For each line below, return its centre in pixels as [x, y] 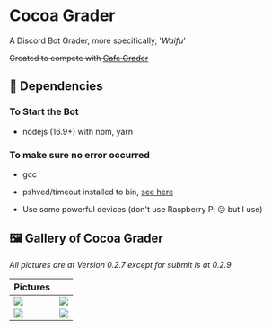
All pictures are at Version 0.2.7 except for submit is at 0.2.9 [120, 264]
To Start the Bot [44, 111]
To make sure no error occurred [79, 155]
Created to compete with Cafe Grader [79, 58]
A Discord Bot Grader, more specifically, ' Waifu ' [98, 40]
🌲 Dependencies [56, 86]
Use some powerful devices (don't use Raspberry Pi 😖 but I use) [142, 209]
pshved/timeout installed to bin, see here [98, 192]
